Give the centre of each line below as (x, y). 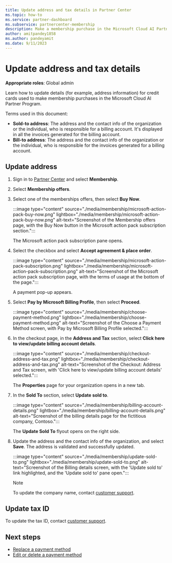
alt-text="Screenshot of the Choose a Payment (112, 322)
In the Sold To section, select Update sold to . (60, 395)
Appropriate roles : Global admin (40, 83)
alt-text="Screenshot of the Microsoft (119, 271)
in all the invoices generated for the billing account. (67, 134)
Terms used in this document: (37, 114)
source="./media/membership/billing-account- (114, 405)
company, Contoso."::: (36, 421)
